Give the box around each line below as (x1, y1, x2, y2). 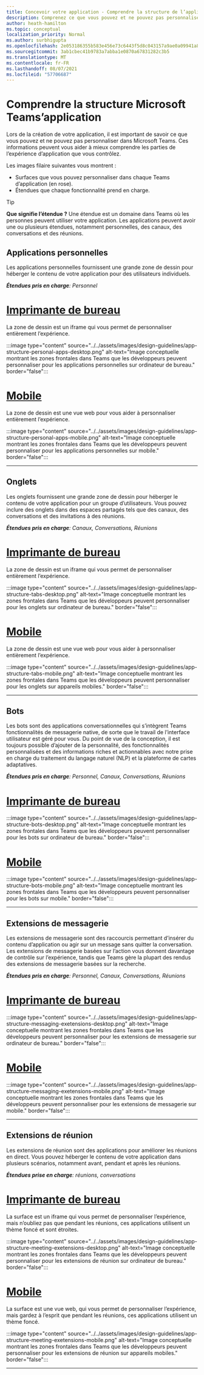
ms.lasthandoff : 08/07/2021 (6, 65, 78, 72)
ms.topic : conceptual (6, 26, 61, 32)
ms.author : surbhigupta (6, 37, 67, 43)
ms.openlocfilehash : (6, 43, 59, 49)
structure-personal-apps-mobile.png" (6, 434, 101, 441)
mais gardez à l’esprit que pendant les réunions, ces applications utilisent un (6, 1312, 197, 1319)
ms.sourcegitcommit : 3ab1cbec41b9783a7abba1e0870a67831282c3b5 (6, 49, 170, 55)
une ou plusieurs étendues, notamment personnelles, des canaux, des (6, 223, 182, 230)
